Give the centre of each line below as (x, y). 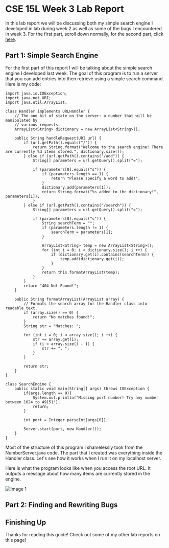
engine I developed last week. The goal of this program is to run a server (82, 73)
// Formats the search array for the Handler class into (85, 304)
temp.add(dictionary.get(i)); (92, 259)
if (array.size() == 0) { (51, 312)
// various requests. (37, 125)
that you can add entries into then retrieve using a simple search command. (85, 78)
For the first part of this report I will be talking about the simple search (79, 67)
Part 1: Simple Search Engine (52, 55)
